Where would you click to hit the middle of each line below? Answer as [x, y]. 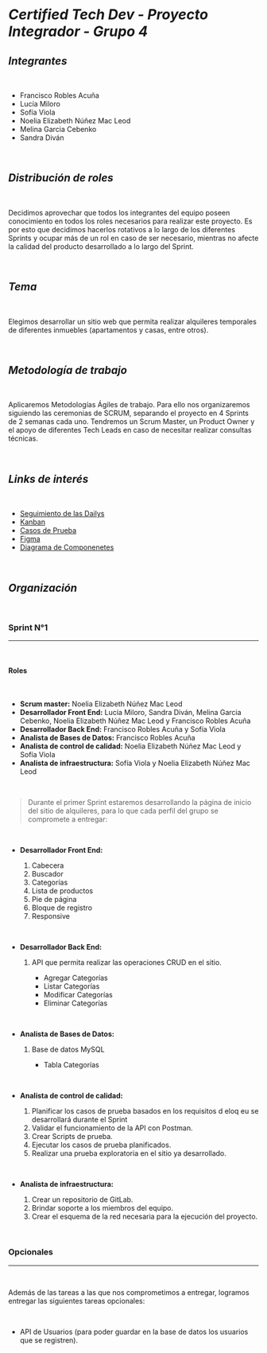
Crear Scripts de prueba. [72, 1136]
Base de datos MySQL [68, 1049]
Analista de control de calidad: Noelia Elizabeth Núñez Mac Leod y [130, 746]
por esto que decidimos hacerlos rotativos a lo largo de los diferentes [122, 229]
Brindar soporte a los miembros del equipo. [103, 1207]
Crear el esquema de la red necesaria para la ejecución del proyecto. [145, 1216]
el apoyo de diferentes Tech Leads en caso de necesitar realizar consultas [130, 430]
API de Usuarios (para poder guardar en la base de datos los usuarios [134, 1332]
